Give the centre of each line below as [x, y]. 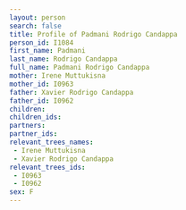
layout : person [38, 17]
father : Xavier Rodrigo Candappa [72, 92]
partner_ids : [34, 134]
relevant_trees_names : [51, 142]
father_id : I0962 [42, 101]
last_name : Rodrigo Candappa [63, 59]
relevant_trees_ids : [48, 167]
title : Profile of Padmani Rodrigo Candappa [93, 34]
